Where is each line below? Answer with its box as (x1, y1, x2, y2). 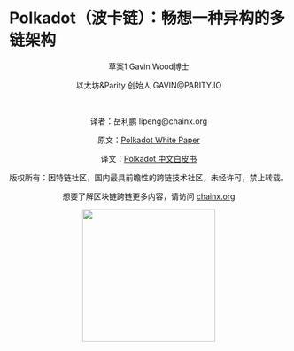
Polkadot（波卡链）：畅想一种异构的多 (9, 8, 286, 28)
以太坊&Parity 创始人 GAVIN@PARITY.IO (75, 80, 222, 90)
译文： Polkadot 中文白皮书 (100, 153, 197, 164)
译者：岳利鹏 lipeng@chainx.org (89, 116, 208, 126)
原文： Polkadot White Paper (97, 134, 201, 145)
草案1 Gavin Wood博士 (108, 61, 190, 72)
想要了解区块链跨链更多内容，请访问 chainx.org (62, 191, 236, 202)
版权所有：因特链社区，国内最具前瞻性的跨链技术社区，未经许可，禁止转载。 (9, 172, 289, 182)
